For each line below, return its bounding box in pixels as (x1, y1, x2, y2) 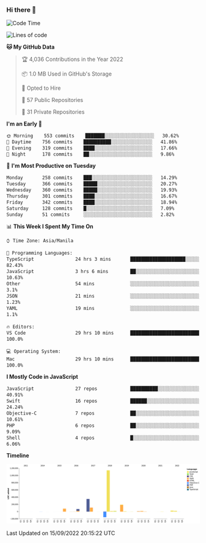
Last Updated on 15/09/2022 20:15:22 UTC (6, 529, 116, 537)
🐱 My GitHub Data (6, 43, 55, 51)
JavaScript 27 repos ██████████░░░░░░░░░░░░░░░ (6, 386, 200, 392)
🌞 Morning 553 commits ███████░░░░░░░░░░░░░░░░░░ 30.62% (6, 133, 180, 139)
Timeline (6, 452, 30, 459)
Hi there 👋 (6, 6, 37, 14)
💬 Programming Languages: (6, 250, 73, 256)
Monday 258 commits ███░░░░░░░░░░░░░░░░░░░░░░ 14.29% (6, 175, 177, 181)
